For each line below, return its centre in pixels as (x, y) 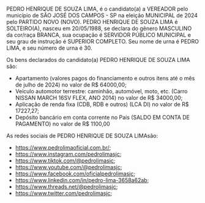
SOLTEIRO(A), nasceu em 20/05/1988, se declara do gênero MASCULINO (99, 28)
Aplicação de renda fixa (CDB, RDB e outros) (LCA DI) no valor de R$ (102, 104)
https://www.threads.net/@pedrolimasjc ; (66, 187)
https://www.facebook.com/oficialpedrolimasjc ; (75, 174)
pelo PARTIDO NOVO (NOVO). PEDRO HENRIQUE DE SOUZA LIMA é (92, 22)
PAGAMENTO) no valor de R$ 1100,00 (62, 124)
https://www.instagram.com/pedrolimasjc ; (68, 154)
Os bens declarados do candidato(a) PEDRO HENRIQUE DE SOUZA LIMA (98, 60)
